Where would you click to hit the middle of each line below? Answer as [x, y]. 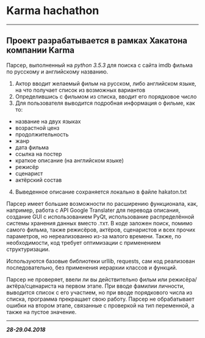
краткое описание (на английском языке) [69, 160]
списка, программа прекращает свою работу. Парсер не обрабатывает [100, 299]
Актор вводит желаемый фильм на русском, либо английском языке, [106, 83]
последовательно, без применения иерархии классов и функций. [92, 268]
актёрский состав [38, 180]
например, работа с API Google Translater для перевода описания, [93, 210]
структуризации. [28, 249]
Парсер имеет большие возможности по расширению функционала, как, [102, 203]
